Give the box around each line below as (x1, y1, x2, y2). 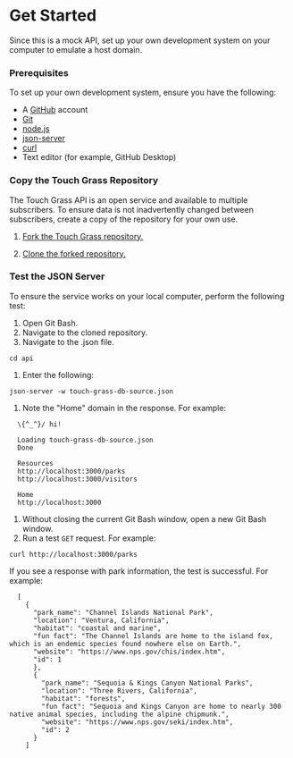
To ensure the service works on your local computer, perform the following (9, 291, 285, 301)
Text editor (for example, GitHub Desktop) (21, 152, 177, 163)
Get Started (9, 5, 96, 26)
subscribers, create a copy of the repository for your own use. (9, 214, 239, 224)
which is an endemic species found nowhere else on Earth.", (9, 639, 242, 648)
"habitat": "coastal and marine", (32, 623, 163, 633)
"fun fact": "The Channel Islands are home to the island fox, (32, 631, 274, 640)
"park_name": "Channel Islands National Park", (32, 608, 214, 617)
